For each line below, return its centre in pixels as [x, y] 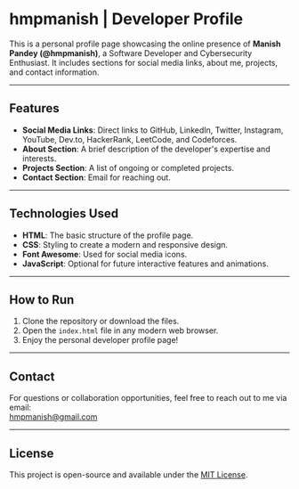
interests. [39, 158]
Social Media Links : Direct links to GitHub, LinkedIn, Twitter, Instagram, [153, 130]
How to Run [42, 300]
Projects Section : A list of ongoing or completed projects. [128, 167]
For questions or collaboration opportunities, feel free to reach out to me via [148, 398]
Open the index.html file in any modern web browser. [120, 330]
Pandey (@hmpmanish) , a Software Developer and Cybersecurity [131, 53]
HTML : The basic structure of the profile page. [108, 235]
